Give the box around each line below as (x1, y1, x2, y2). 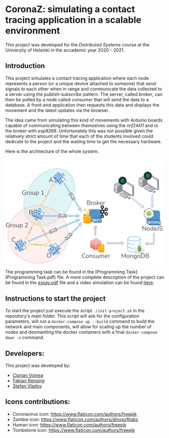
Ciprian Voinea (12, 372, 44, 378)
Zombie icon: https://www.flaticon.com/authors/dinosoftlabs (12, 416, 139, 422)
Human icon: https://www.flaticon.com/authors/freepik (12, 421, 127, 427)
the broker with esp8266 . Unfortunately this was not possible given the (5, 128, 153, 134)
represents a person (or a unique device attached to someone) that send (5, 80, 156, 86)
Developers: (5, 349, 44, 358)
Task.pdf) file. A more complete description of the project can (36, 274, 164, 281)
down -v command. (5, 335, 44, 341)
